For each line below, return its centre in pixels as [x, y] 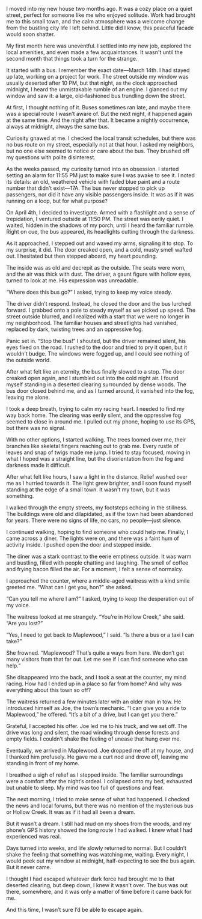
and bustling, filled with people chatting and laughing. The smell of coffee [97, 563]
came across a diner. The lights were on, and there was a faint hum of [93, 538]
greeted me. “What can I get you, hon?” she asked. [69, 587]
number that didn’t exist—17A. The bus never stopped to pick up [86, 188]
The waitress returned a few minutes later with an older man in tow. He [94, 702]
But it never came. [29, 867]
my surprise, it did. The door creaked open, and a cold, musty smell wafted [99, 250]
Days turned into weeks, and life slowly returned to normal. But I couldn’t [96, 848]
